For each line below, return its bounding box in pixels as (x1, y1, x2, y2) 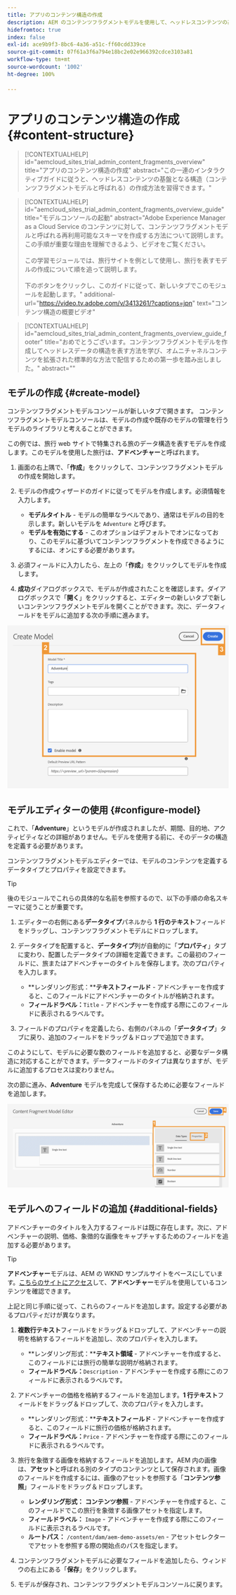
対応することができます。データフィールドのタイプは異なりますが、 (19, 1057, 216, 1065)
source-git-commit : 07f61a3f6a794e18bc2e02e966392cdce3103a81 (7, 49, 193, 56)
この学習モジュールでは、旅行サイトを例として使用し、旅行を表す (24, 256, 216, 265)
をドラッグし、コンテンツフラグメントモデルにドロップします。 (17, 927, 202, 935)
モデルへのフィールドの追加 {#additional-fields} (7, 1203, 218, 1215)
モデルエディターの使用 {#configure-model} (7, 803, 202, 816)
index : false (7, 34, 46, 41)
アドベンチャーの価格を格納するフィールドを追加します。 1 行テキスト (17, 1391, 218, 1399)
